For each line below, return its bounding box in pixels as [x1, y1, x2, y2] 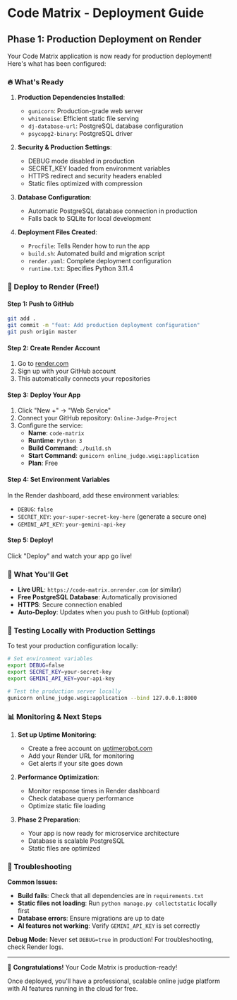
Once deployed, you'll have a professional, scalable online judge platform [7, 977, 221, 985]
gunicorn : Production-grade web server [28, 107, 143, 115]
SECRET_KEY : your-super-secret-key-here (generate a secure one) [17, 512, 207, 521]
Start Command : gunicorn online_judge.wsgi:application [28, 452, 200, 460]
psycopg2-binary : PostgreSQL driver [28, 130, 133, 138]
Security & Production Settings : [17, 143, 112, 151]
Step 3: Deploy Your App [7, 391, 81, 399]
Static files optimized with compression [28, 179, 143, 188]
